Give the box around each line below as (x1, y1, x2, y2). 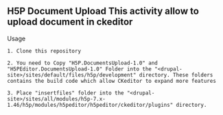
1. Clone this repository (7, 47, 81, 54)
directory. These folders (139, 71, 213, 78)
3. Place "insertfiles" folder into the (7, 89, 125, 97)
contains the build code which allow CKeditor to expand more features (7, 77, 216, 84)
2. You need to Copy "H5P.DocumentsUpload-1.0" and (7, 60, 158, 66)
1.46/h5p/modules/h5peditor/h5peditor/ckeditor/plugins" (7, 101, 174, 108)
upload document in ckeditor (7, 16, 133, 28)
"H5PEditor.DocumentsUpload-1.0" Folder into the (7, 65, 152, 73)
